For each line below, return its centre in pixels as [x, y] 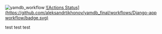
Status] [72, 8]
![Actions [55, 8]
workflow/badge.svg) [27, 18]
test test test [18, 27]
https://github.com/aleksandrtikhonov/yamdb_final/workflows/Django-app [82, 13]
